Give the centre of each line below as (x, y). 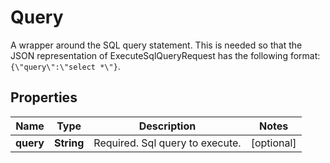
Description (167, 126)
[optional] (273, 143)
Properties (44, 97)
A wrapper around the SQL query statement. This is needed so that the (156, 45)
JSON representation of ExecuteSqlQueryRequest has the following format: (165, 55)
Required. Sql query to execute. (167, 143)
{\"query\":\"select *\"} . (65, 66)
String (69, 143)
